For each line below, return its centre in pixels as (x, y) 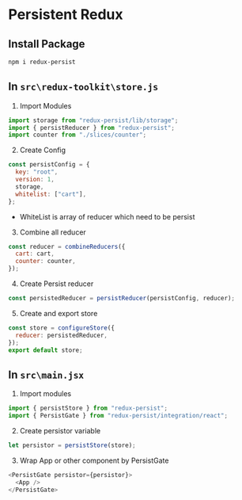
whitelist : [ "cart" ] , (51, 194)
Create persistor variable (60, 431)
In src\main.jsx (46, 374)
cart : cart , (35, 254)
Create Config (42, 150)
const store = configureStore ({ (61, 328)
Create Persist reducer (57, 284)
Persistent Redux (66, 15)
